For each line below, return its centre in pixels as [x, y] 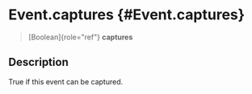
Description [38, 62]
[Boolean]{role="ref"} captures [80, 37]
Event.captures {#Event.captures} [126, 15]
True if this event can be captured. [66, 81]
